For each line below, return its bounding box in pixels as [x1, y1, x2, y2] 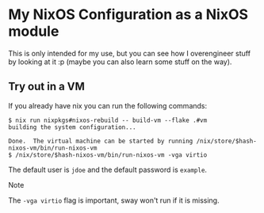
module [8, 22, 59, 40]
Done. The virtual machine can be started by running [8, 137, 193, 145]
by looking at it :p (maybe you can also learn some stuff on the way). [8, 57, 232, 67]
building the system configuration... [8, 123, 136, 131]
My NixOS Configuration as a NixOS [8, 6, 248, 24]
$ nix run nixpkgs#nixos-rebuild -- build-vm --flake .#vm [8, 116, 208, 124]
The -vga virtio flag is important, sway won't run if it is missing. [8, 196, 220, 205]
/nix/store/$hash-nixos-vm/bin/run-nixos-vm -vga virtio [15, 150, 208, 159]
